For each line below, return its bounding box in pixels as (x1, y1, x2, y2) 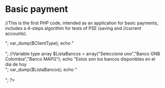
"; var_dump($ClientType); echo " (5, 40, 74, 46)
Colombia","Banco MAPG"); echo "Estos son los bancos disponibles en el (5, 56, 156, 62)
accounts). (5, 30, 27, 36)
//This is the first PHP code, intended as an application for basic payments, (5, 20, 159, 26)
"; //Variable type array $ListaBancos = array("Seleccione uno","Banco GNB (5, 51, 161, 57)
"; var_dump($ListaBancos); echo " (5, 66, 77, 73)
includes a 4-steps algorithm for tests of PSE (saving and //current (5, 25, 142, 31)
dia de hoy (5, 61, 27, 67)
